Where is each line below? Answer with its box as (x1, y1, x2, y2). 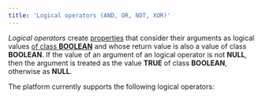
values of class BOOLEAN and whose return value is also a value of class (8, 41, 247, 51)
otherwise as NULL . (8, 66, 73, 75)
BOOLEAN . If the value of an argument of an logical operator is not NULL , (8, 49, 247, 59)
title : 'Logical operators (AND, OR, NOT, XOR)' (8, 11, 171, 20)
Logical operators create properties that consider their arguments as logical (8, 33, 255, 42)
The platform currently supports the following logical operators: (8, 82, 215, 91)
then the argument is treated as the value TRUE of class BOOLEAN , (8, 58, 227, 68)
